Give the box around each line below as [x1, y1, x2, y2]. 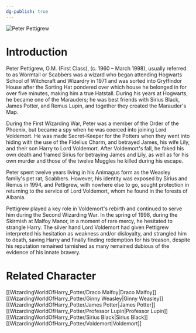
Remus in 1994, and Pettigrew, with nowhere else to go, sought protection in [6, 181, 190, 188]
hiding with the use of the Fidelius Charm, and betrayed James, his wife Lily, [6, 139, 190, 146]
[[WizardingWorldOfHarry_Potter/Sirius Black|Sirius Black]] [6, 314, 148, 321]
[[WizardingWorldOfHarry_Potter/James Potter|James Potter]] [6, 301, 156, 308]
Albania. [6, 193, 26, 200]
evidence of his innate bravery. [6, 248, 81, 255]
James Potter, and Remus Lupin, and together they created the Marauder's [6, 102, 187, 109]
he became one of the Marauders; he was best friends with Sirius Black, [6, 96, 180, 103]
